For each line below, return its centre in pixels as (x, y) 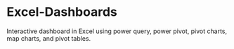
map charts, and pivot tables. (49, 38)
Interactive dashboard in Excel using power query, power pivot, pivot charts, (117, 31)
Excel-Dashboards (62, 12)
